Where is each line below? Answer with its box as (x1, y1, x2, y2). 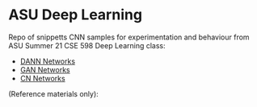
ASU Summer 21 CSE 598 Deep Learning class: (8, 40, 166, 50)
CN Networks (19, 73, 66, 83)
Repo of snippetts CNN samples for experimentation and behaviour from (8, 32, 250, 42)
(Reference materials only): (8, 88, 99, 98)
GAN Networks (19, 64, 70, 74)
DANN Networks (19, 56, 75, 66)
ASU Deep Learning (8, 6, 143, 24)
